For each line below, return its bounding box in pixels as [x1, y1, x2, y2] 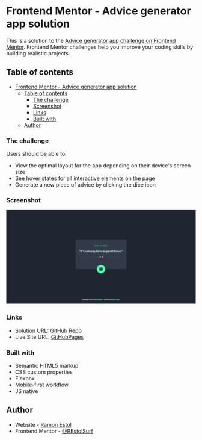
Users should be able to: [6, 150, 67, 158]
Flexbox [14, 374, 35, 382]
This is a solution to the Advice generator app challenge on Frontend [6, 37, 176, 44]
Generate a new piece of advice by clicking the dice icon [14, 181, 156, 188]
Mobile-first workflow [14, 381, 69, 388]
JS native [14, 387, 38, 395]
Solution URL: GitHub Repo [14, 327, 82, 334]
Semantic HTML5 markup [14, 362, 79, 369]
